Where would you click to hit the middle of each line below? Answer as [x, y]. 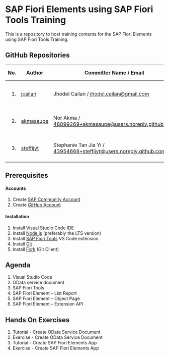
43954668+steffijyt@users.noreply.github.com [110, 151]
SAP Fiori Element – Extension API [48, 304]
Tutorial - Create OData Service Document [56, 332]
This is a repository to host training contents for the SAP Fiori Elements [78, 34]
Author [35, 73]
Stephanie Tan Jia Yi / [79, 145]
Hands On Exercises [37, 320]
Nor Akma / [67, 118]
